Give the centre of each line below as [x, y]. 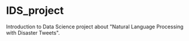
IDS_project [35, 11]
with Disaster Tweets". [33, 32]
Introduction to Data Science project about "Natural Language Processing [95, 27]
